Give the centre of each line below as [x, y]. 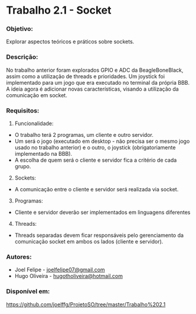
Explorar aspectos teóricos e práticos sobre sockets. [70, 41]
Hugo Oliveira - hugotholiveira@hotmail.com [68, 276]
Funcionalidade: [34, 124]
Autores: [19, 257]
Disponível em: [28, 291]
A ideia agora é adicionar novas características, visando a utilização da [92, 89]
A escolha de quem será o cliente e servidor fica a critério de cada [96, 160]
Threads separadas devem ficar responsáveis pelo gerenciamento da [99, 235]
